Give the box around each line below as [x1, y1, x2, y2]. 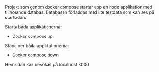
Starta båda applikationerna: [5, 24, 62, 30]
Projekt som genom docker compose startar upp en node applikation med [5, 4, 153, 10]
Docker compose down [12, 52, 59, 58]
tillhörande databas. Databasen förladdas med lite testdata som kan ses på [5, 9, 155, 15]
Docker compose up [12, 34, 53, 39]
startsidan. [5, 15, 27, 20]
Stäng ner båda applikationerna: [5, 43, 69, 48]
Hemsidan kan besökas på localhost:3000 [5, 62, 89, 67]
